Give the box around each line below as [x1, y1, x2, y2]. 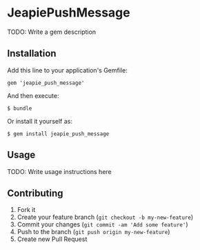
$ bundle [7, 105, 32, 112]
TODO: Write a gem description [7, 28, 97, 36]
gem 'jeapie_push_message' [7, 79, 85, 86]
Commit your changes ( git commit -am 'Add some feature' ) [17, 220, 188, 229]
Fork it [17, 206, 36, 214]
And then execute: [7, 91, 59, 99]
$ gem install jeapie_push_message [7, 130, 110, 137]
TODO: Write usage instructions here [7, 167, 112, 175]
